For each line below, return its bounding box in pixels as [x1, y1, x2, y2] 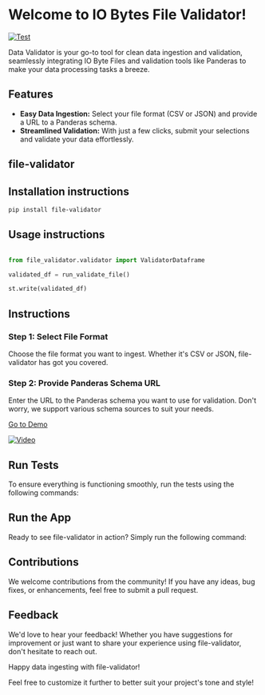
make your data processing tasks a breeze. [8, 64, 150, 73]
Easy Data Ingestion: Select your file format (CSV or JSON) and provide [19, 109, 258, 118]
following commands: [8, 488, 79, 498]
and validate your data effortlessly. [19, 134, 134, 144]
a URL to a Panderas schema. [19, 117, 117, 127]
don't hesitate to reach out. [8, 646, 97, 656]
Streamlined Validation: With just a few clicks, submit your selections [19, 125, 250, 135]
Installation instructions [8, 185, 129, 198]
